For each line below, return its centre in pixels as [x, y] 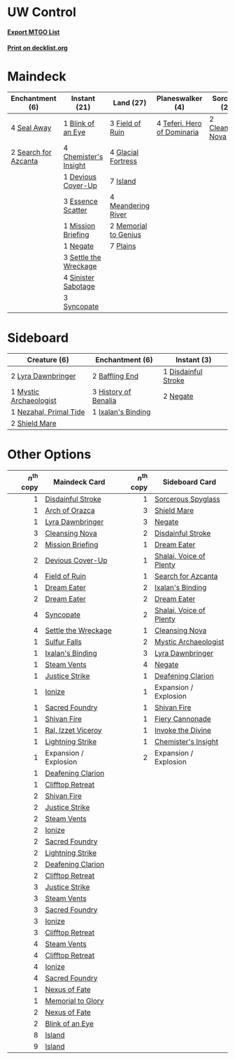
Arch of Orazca [70, 510]
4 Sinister [79, 277]
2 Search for [31, 153]
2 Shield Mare [34, 423]
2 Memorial [128, 226]
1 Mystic [25, 392]
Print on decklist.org [37, 48]
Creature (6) [48, 360]
